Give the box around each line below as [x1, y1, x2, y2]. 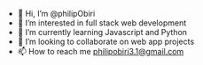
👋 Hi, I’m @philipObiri [17, 9, 96, 18]
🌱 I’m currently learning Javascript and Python [17, 27, 188, 37]
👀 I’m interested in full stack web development [17, 18, 187, 28]
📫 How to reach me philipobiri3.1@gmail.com [17, 47, 184, 56]
